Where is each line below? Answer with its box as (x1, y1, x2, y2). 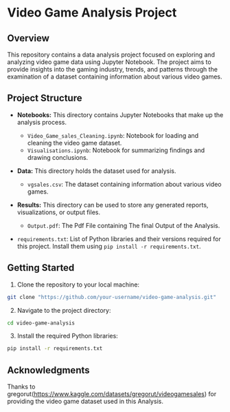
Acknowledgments (7, 364, 91, 376)
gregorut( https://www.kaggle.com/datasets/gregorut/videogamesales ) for (7, 390, 217, 398)
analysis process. (16, 118, 67, 126)
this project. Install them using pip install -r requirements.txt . (16, 242, 201, 250)
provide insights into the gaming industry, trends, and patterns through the (7, 65, 218, 73)
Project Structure (7, 92, 82, 104)
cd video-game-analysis (7, 319, 76, 327)
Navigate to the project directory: (16, 306, 111, 314)
